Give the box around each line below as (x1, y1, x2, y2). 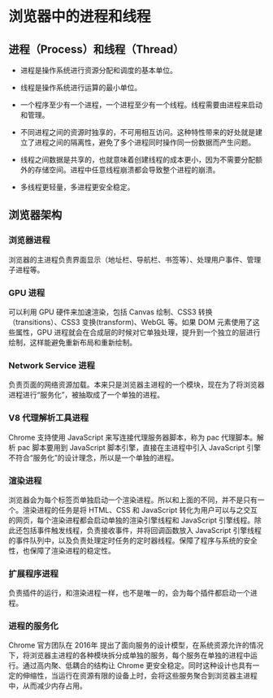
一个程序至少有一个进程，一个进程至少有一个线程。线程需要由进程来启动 (19, 100, 262, 110)
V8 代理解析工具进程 (8, 412, 89, 423)
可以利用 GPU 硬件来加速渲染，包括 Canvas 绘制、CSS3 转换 (8, 306, 213, 317)
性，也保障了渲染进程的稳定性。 (8, 545, 115, 555)
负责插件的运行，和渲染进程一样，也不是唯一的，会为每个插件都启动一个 (8, 588, 250, 598)
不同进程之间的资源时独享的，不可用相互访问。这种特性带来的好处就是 (19, 128, 256, 137)
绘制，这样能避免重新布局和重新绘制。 (8, 337, 136, 347)
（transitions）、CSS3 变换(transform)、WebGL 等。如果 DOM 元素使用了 (8, 317, 253, 327)
